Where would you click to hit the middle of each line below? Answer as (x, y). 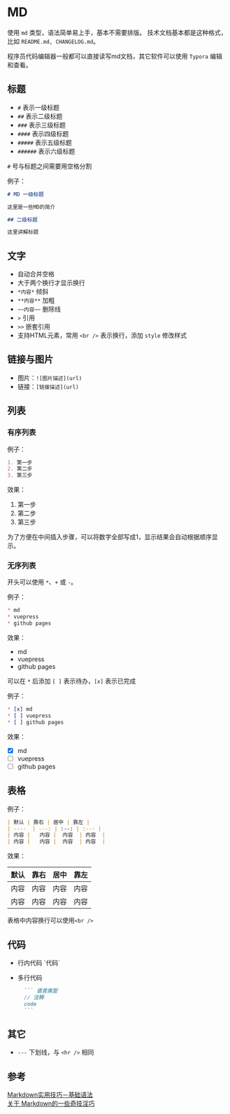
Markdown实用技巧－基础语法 (50, 1095)
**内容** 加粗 (36, 300)
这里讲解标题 (23, 232)
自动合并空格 (36, 274)
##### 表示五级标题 (44, 142)
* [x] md (20, 709)
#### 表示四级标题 (43, 133)
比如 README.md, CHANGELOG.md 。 (53, 41)
